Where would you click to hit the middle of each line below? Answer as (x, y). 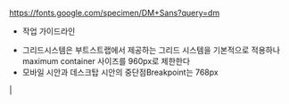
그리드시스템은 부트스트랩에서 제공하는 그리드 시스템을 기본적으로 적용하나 (151, 50)
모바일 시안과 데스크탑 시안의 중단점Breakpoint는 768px (120, 72)
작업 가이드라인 (49, 31)
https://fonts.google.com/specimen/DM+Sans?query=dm (115, 13)
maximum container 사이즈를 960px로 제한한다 (106, 61)
